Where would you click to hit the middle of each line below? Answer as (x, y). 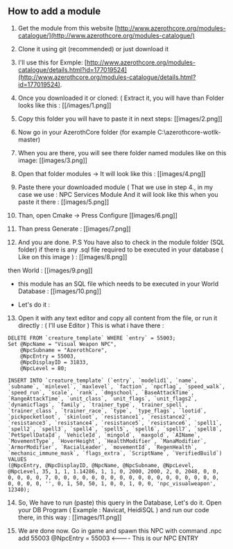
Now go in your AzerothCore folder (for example (87, 132)
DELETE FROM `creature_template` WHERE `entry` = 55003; (92, 338)
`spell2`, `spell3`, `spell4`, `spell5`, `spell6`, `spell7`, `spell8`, (115, 429)
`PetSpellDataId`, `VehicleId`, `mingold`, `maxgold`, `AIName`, (104, 435)
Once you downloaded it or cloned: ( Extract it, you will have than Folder (121, 98)
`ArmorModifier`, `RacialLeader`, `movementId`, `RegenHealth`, (103, 447)
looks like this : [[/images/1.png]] (64, 105)
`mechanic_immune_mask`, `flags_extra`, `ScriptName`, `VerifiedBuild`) (115, 453)
